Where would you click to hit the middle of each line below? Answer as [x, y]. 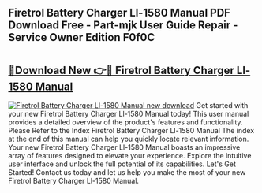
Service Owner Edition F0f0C [82, 37]
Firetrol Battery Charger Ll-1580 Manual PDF [120, 13]
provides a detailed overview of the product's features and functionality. [125, 122]
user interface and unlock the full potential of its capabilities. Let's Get [122, 164]
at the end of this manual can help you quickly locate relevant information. [129, 139]
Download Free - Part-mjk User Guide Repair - [123, 26]
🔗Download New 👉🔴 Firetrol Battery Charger [122, 70]
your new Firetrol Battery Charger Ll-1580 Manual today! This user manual [129, 114]
